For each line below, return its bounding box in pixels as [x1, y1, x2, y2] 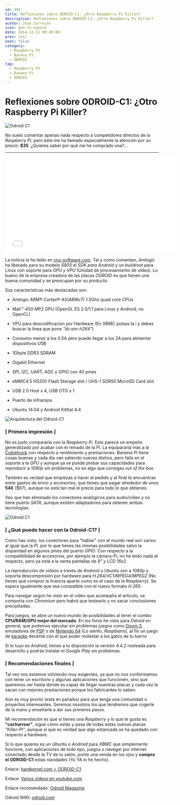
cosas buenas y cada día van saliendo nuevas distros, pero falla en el [5, 455, 145, 461]
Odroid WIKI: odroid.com [5, 794, 55, 800]
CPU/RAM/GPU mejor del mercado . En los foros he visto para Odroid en [5, 618, 151, 624]
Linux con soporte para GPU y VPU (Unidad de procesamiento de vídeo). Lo [5, 267, 158, 273]
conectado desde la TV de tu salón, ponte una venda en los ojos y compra [5, 751, 155, 757]
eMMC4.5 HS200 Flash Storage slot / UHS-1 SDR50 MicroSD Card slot [12, 378, 155, 384]
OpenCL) [12, 311, 31, 317]
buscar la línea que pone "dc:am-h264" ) [12, 325, 94, 332]
